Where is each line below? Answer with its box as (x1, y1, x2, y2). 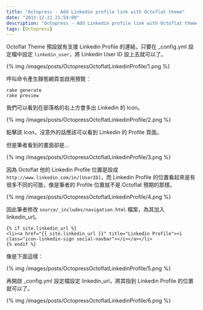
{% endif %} (6, 242, 36, 248)
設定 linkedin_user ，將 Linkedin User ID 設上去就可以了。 (22, 51, 167, 58)
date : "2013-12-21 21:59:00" (6, 15, 80, 21)
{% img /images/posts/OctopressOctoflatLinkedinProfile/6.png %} (6, 297, 171, 305)
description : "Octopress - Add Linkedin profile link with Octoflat (6, 20, 182, 26)
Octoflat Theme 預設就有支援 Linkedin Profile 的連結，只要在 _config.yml (6, 43, 187, 50)
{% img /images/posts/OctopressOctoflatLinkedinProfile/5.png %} (6, 265, 171, 272)
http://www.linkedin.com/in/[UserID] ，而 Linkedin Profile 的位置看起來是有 (6, 174, 196, 181)
